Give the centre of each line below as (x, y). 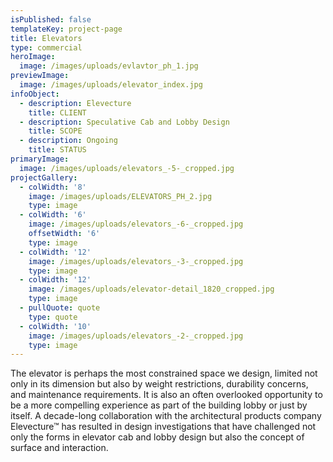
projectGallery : (44, 177)
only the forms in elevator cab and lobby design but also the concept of (157, 437)
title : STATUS (57, 150)
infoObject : (35, 94)
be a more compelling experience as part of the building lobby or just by (159, 405)
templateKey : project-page (66, 29)
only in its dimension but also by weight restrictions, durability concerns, (159, 384)
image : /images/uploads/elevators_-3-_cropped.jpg (136, 261)
